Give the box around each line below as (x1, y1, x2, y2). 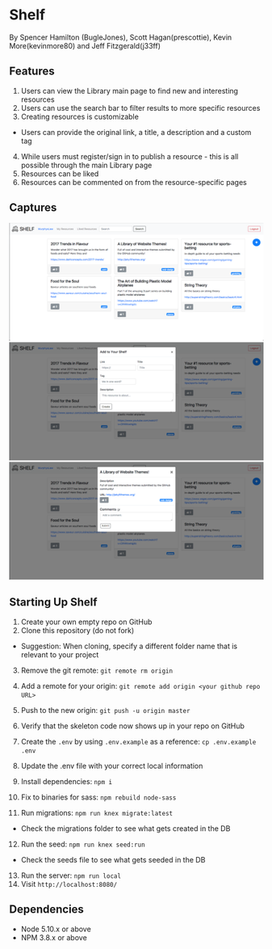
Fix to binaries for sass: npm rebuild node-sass (20, 792, 177, 802)
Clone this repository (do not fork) (20, 625, 135, 635)
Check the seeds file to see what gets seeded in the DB (20, 854, 206, 864)
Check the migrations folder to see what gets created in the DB (20, 823, 231, 833)
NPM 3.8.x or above (20, 932, 87, 943)
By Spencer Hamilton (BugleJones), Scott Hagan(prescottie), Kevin (9, 32, 232, 42)
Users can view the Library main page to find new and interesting (20, 86, 239, 95)
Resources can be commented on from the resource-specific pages (20, 177, 247, 187)
